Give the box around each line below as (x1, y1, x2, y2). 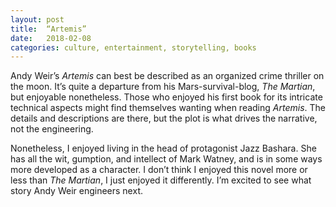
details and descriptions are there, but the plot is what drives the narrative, (10, 112, 318, 125)
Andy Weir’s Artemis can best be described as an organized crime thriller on (10, 70, 325, 82)
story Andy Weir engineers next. (10, 185, 143, 197)
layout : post (10, 14, 65, 25)
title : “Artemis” (10, 24, 87, 34)
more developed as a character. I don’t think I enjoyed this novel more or (10, 164, 308, 176)
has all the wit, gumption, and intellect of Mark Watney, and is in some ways (10, 153, 323, 165)
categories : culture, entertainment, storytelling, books (10, 42, 257, 53)
